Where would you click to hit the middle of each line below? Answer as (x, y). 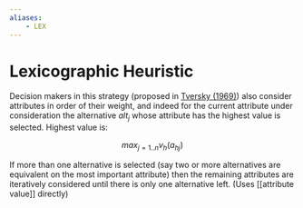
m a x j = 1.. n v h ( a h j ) (152, 146)
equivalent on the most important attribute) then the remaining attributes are (152, 174)
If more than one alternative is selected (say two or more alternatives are (145, 165)
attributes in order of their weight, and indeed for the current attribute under (151, 106)
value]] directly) (39, 194)
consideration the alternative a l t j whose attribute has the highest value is (145, 117)
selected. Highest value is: (59, 127)
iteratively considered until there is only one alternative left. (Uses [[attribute (152, 184)
